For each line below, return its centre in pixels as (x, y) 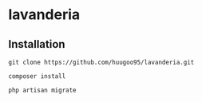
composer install (37, 76)
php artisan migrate (43, 90)
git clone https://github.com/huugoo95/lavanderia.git (101, 62)
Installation (37, 44)
